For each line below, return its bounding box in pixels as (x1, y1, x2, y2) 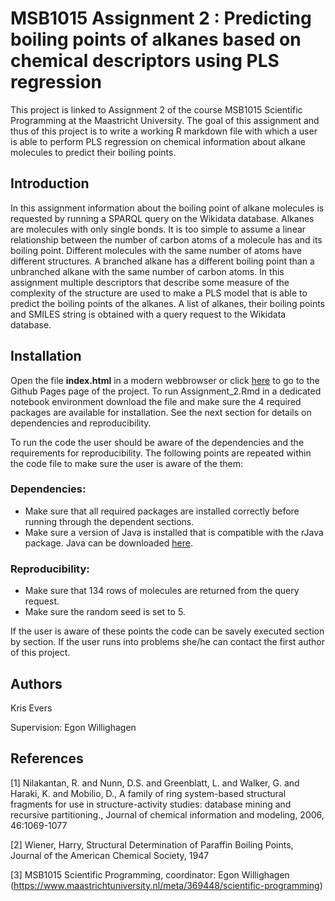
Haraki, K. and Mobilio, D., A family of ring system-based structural (10, 787, 287, 799)
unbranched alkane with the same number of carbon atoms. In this (10, 265, 285, 277)
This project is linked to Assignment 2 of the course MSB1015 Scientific (10, 103, 303, 116)
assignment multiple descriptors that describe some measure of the (10, 276, 290, 288)
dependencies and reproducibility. (10, 417, 152, 429)
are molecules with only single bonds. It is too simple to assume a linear (10, 223, 307, 235)
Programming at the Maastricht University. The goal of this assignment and (10, 114, 320, 126)
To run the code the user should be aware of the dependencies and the (10, 436, 305, 448)
